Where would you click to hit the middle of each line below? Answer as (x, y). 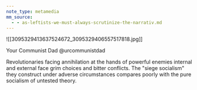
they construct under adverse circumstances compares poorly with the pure (99, 75)
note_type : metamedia (33, 11)
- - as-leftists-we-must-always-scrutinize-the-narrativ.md (87, 22)
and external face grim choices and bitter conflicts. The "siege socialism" (95, 68)
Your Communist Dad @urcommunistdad (56, 51)
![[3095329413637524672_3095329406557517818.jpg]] (74, 39)
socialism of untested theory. (41, 81)
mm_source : (19, 17)
